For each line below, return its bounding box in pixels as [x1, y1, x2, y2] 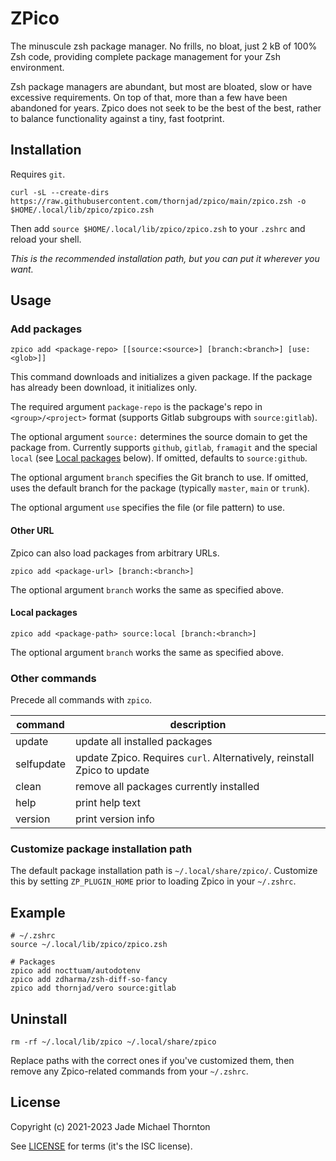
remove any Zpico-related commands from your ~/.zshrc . [10, 1065, 249, 1077]
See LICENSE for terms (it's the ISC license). [10, 1140, 193, 1152]
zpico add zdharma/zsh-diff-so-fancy [10, 975, 168, 985]
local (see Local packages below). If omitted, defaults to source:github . [10, 452, 308, 464]
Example [10, 904, 66, 921]
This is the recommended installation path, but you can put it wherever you [10, 252, 320, 264]
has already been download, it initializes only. [10, 382, 198, 394]
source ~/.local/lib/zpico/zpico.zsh [10, 940, 168, 950]
